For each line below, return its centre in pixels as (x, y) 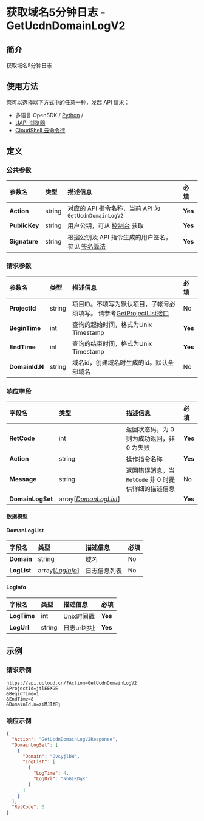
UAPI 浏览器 (30, 123)
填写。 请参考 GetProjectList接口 (124, 313)
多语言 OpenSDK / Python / (49, 115)
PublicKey (24, 225)
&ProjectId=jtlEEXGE (32, 688)
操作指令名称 (144, 459)
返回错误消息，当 (150, 470)
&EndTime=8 (20, 699)
